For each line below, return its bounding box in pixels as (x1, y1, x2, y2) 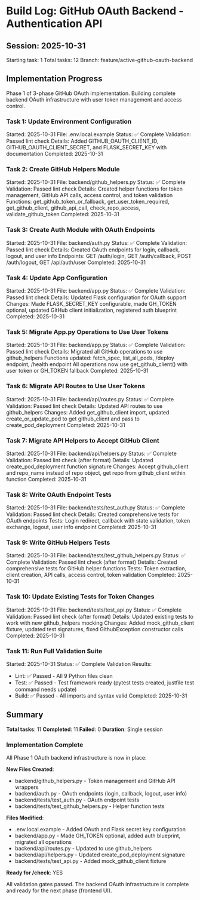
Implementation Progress (6, 73, 103, 84)
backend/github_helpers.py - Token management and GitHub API (14, 778, 176, 785)
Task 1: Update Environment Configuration (6, 117, 132, 125)
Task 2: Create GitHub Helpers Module (6, 165, 121, 174)
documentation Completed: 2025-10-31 (6, 150, 103, 158)
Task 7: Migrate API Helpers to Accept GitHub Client (6, 436, 159, 444)
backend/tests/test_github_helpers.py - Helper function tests (14, 803, 165, 810)
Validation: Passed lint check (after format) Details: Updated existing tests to (6, 613, 194, 620)
